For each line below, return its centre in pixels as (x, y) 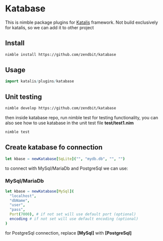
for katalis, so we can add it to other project (50, 27)
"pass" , (18, 210)
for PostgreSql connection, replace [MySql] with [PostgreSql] (69, 233)
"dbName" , (20, 200)
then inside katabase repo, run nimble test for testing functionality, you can (82, 118)
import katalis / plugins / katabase (40, 81)
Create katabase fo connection (54, 147)
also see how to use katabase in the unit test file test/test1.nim (69, 123)
